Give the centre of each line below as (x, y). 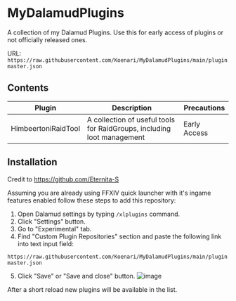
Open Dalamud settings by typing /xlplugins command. (99, 214)
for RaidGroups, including (129, 128)
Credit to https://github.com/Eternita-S (63, 179)
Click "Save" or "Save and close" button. (76, 276)
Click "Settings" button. (51, 221)
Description (132, 108)
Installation (32, 162)
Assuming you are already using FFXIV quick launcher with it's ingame (109, 193)
